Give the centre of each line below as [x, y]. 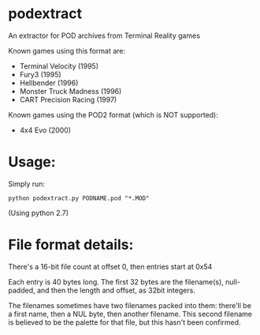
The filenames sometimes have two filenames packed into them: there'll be [130, 305]
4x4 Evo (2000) [45, 130]
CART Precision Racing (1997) [68, 99]
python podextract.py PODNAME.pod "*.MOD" [79, 198]
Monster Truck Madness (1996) [71, 91]
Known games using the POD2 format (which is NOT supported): [113, 114]
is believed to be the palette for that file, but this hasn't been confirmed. [125, 322]
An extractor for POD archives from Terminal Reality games [104, 35]
